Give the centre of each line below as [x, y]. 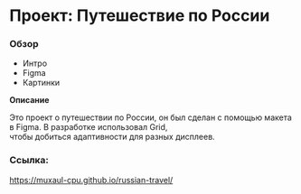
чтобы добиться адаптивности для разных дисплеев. [112, 137]
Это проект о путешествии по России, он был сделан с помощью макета [150, 117]
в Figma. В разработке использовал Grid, [89, 127]
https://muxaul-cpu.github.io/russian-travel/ [91, 180]
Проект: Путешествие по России [140, 16]
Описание [29, 100]
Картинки [41, 83]
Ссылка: [29, 161]
